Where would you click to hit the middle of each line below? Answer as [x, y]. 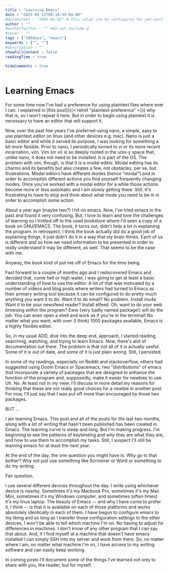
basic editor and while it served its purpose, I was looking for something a [82, 141]
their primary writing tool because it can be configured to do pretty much [81, 294]
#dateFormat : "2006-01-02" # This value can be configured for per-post [84, 19]
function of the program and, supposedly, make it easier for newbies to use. [84, 378]
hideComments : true [27, 66]
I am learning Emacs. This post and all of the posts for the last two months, [83, 419]
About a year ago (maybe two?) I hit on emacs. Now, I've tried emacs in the [83, 210]
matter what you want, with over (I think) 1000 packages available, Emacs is [84, 321]
